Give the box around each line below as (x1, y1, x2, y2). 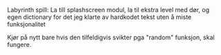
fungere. (7, 41, 32, 48)
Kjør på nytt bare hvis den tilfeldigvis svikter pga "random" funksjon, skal (7, 33, 215, 41)
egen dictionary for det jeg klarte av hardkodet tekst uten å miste (7, 13, 192, 21)
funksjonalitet (7, 20, 46, 28)
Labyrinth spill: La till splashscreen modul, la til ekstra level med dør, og (7, 6, 210, 14)
